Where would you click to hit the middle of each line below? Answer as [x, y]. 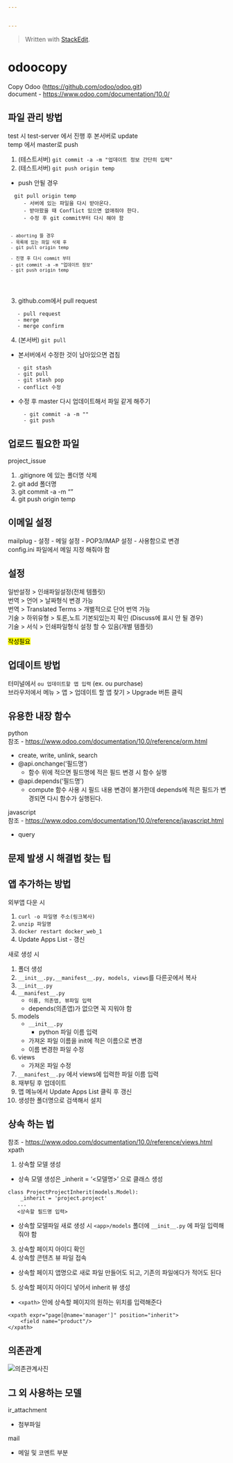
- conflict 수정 [39, 388]
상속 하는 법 [31, 1124]
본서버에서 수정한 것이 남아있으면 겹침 [69, 355]
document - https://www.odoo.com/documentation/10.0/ [89, 94]
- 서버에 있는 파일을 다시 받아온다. [68, 203]
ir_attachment [27, 1409]
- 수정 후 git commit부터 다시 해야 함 [74, 218]
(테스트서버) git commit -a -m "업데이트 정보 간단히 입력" [95, 159]
